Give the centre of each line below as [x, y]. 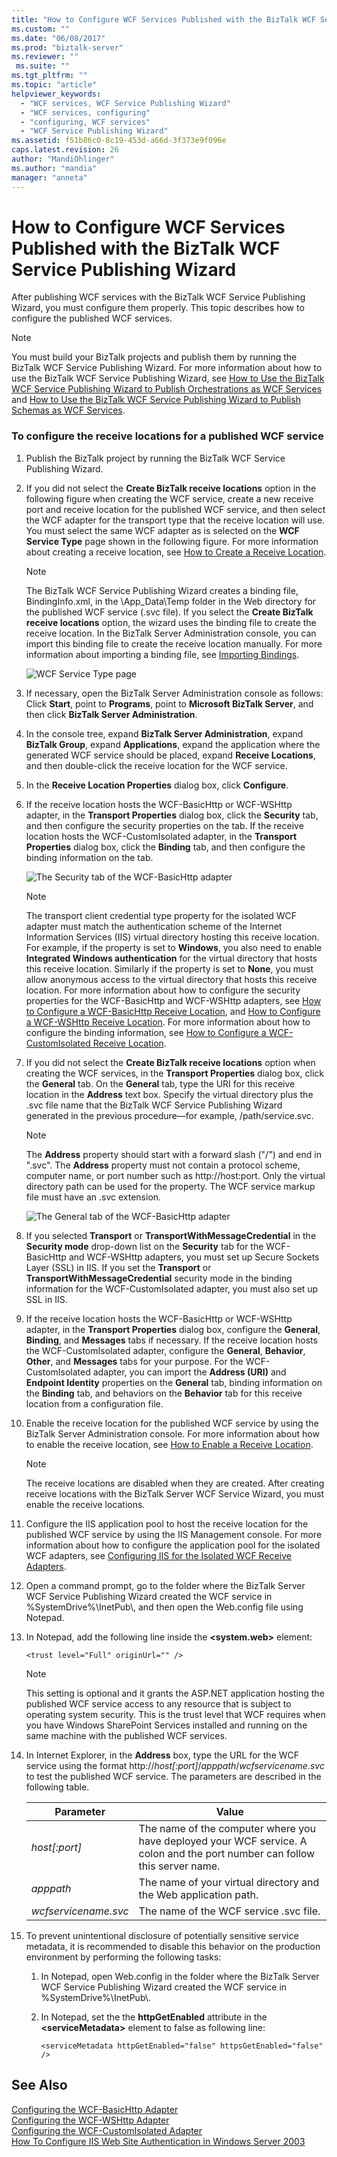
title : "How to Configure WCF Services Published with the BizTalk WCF [163, 19]
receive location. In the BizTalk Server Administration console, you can [171, 633]
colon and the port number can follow [227, 1853]
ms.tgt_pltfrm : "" [49, 76]
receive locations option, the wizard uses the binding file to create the [171, 622]
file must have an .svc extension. [93, 1197]
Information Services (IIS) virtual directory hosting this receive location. [172, 937]
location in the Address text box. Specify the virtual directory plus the [169, 1094]
